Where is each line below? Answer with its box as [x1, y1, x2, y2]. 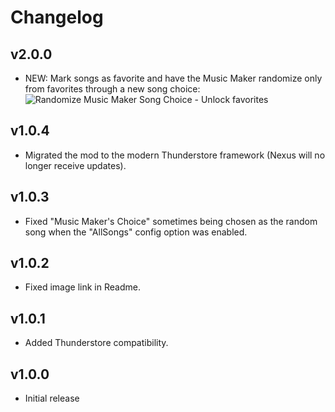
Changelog [10, 6, 104, 29]
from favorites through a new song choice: [24, 83, 201, 95]
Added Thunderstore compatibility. [24, 337, 169, 349]
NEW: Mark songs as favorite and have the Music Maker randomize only [24, 72, 323, 84]
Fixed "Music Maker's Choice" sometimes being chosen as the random [24, 215, 318, 227]
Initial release [24, 392, 80, 405]
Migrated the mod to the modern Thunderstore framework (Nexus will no [24, 149, 326, 161]
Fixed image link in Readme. [24, 281, 141, 293]
